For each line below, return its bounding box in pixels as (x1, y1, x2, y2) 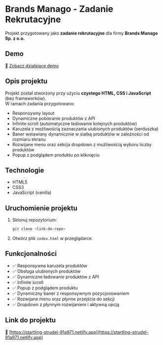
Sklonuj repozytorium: (12, 217, 58, 223)
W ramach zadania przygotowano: (5, 100, 75, 106)
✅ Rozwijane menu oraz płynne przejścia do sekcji (12, 296, 115, 302)
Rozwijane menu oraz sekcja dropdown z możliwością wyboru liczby (12, 141, 152, 147)
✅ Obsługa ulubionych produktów (12, 268, 81, 274)
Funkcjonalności (5, 250, 57, 258)
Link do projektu (5, 316, 56, 324)
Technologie (5, 166, 44, 174)
